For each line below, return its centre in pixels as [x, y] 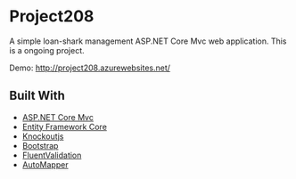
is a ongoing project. [47, 50]
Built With [37, 96]
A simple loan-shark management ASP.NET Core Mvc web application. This [148, 41]
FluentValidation [52, 155]
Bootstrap [40, 145]
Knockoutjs [43, 136]
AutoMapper [45, 164]
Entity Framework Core [64, 126]
